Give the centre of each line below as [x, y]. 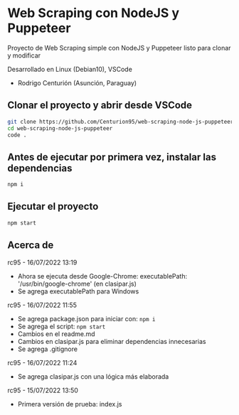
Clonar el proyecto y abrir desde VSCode [100, 106]
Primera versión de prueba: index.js [70, 404]
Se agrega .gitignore [48, 349]
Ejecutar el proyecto [53, 206]
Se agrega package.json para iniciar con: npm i [86, 318]
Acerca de [31, 246]
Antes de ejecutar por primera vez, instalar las [112, 157]
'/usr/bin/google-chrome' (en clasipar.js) [77, 284]
